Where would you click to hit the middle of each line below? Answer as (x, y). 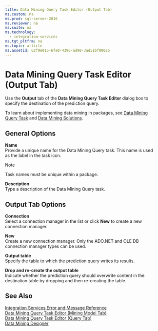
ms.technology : (20, 32)
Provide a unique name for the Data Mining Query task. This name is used (79, 150)
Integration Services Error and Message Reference (56, 308)
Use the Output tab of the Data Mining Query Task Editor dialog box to (77, 98)
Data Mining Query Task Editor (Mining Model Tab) (56, 313)
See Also (19, 296)
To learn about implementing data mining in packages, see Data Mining (76, 113)
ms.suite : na (18, 28)
